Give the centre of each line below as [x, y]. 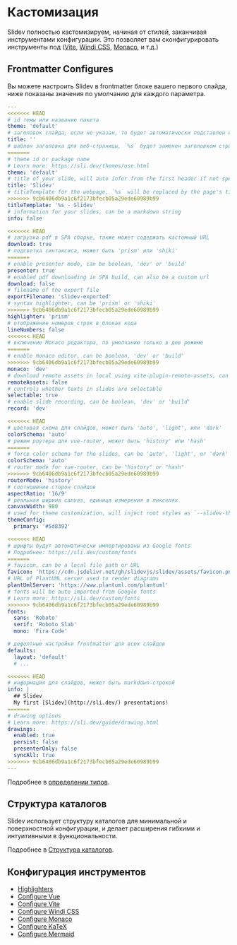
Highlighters [35, 889]
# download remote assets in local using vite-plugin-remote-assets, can [118, 375]
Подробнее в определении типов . [59, 782]
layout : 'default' [41, 657]
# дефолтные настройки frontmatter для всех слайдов [86, 644]
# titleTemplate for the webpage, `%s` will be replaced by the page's [115, 192]
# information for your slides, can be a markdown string [94, 212]
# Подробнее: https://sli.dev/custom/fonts [72, 552]
